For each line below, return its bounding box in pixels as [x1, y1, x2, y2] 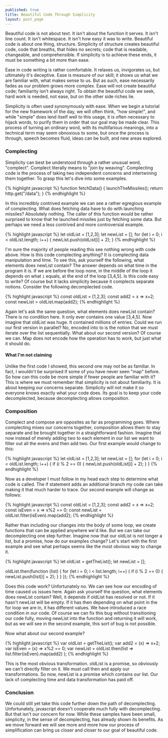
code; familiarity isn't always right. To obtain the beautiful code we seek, [5, 88, 155, 94]
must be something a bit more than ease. [5, 57, 90, 63]
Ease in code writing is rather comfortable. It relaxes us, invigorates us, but [5, 67, 160, 73]
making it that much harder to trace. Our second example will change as [5, 487, 154, 493]
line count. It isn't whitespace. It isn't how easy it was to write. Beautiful [5, 36, 153, 42]
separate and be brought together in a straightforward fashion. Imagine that [5, 430, 161, 436]
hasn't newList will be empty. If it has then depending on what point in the [5, 599, 158, 605]
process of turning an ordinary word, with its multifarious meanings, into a [5, 125, 158, 131]
